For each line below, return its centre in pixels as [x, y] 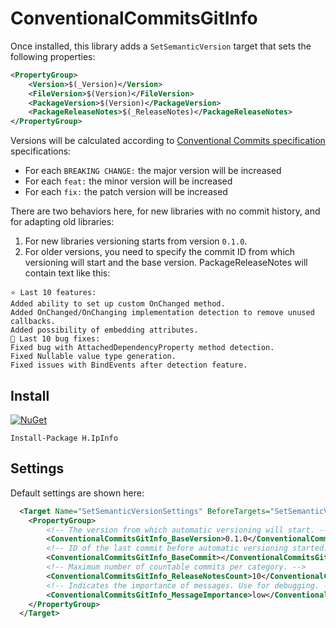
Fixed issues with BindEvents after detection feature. [129, 365]
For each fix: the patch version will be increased [126, 192]
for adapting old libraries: [62, 222]
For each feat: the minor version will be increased [128, 181]
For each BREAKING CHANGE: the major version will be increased [153, 171]
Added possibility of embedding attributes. [104, 330]
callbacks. [33, 322]
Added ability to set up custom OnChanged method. [118, 304]
